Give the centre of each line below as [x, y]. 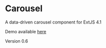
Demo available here [26, 31]
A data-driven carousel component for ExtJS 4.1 [53, 22]
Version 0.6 [17, 41]
